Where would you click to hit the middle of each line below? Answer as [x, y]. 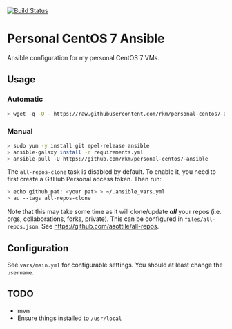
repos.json [23, 227]
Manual [20, 132]
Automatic [25, 99]
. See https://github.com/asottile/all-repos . [98, 226]
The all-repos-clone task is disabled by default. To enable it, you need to [112, 172]
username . [21, 272]
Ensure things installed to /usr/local [69, 318]
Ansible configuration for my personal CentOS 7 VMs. [84, 57]
